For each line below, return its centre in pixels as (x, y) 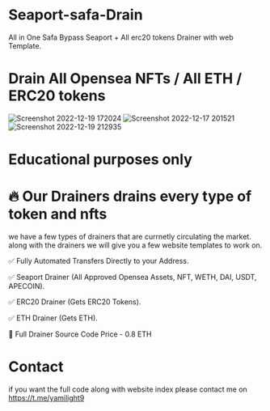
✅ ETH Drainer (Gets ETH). (53, 318)
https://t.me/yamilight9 (46, 397)
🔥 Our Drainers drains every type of (130, 197)
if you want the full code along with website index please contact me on (128, 389)
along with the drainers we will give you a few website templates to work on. (135, 245)
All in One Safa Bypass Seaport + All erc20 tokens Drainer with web (121, 37)
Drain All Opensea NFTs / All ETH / (125, 79)
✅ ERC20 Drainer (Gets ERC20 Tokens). (75, 302)
